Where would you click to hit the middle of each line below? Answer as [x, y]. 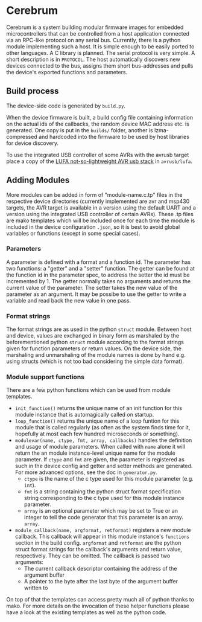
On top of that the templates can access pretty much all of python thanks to [100, 600]
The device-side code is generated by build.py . [66, 106]
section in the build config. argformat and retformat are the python [98, 543]
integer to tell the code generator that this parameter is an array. [104, 518]
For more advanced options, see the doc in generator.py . [86, 472]
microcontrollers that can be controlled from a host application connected [98, 33]
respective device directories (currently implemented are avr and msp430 [98, 201]
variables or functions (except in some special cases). [73, 233]
